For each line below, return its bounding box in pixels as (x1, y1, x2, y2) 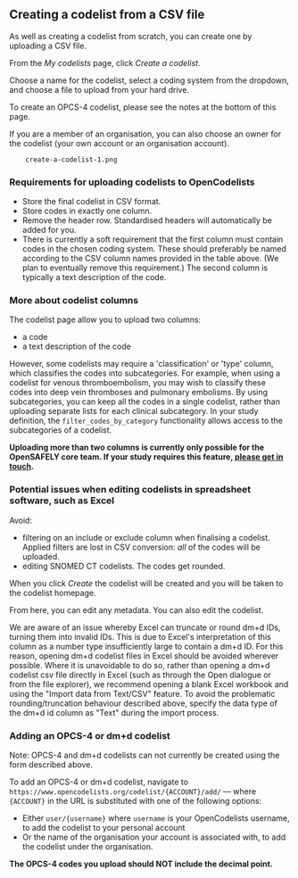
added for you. (21, 225, 78, 236)
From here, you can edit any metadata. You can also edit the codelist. (9, 604, 264, 615)
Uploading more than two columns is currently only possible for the (9, 442, 265, 453)
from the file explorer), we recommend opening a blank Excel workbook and (9, 678, 289, 690)
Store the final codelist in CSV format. (21, 196, 161, 207)
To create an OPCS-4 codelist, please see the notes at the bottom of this (9, 102, 277, 112)
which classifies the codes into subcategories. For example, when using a (9, 368, 281, 378)
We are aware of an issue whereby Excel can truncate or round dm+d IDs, (9, 622, 281, 633)
